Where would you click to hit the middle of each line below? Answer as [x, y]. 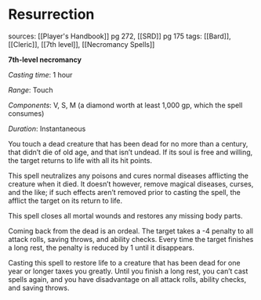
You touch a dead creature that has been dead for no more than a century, [128, 143]
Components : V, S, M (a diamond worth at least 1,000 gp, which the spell [125, 105]
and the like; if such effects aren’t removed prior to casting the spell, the [124, 192]
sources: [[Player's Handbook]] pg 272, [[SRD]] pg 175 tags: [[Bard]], [120, 36]
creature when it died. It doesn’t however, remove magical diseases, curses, [131, 184]
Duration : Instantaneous [47, 128]
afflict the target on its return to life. [65, 201]
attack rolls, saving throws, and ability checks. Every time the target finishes [131, 239]
